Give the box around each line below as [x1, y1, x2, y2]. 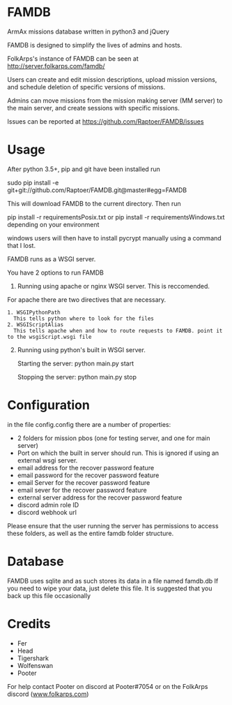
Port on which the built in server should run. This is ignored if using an [17, 449, 219, 457]
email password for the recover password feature [17, 471, 160, 479]
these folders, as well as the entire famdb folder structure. [7, 529, 174, 537]
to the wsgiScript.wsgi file [7, 333, 92, 340]
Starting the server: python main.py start [17, 359, 134, 368]
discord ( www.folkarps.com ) [7, 690, 89, 698]
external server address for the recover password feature [17, 493, 183, 502]
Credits [7, 616, 51, 632]
